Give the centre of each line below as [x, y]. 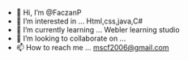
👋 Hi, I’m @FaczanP [49, 13]
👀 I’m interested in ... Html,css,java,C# [79, 21]
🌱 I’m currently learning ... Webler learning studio [98, 30]
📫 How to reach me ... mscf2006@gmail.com [92, 47]
